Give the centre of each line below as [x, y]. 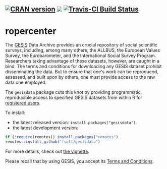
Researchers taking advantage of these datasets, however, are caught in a [82, 61]
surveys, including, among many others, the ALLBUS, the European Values [83, 50]
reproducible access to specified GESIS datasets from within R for [74, 98]
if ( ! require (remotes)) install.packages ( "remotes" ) [62, 137]
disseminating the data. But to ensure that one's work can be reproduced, [82, 72]
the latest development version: [45, 128]
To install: [15, 113]
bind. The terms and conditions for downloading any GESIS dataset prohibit [83, 67]
